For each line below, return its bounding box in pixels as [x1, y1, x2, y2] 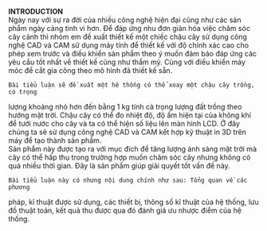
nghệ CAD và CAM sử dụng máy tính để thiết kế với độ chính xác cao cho [8, 40, 249, 50]
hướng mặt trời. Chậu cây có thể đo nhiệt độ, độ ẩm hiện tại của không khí [8, 110, 251, 120]
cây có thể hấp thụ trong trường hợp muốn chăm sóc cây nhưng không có [8, 152, 251, 162]
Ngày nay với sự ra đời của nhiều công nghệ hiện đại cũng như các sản [8, 15, 241, 25]
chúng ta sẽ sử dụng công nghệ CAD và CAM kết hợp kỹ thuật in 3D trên [8, 127, 247, 137]
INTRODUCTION [8, 7, 64, 16]
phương [8, 183, 30, 191]
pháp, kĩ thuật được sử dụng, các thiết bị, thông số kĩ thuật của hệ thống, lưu [8, 198, 259, 206]
